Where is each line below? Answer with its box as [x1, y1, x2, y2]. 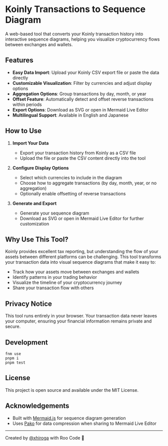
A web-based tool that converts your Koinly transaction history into [5, 31, 143, 37]
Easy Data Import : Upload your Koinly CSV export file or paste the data [12, 69, 159, 75]
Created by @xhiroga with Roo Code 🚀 [5, 434, 84, 440]
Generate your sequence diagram [19, 210, 89, 216]
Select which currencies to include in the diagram [19, 174, 122, 180]
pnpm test [5, 360, 26, 365]
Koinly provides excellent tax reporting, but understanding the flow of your [5, 249, 158, 255]
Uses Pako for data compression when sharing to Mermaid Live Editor [12, 420, 156, 426]
